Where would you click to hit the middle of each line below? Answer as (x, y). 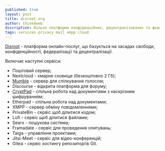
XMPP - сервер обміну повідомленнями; (55, 107)
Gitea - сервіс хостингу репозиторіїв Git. (55, 143)
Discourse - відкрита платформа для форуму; (59, 86)
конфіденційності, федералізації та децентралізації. (59, 51)
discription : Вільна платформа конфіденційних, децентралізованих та (78, 28)
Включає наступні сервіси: (33, 61)
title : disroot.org (25, 19)
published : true (22, 10)
